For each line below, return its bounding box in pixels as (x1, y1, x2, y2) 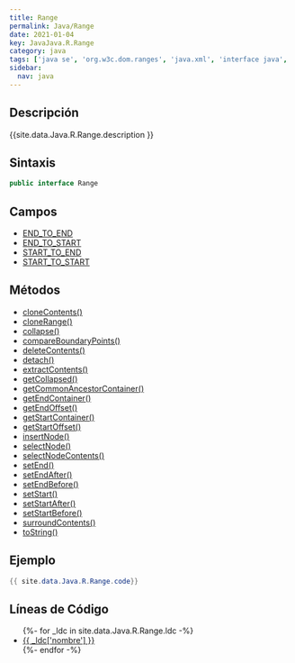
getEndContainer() (22, 393, 92, 404)
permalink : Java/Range (9, 22, 94, 31)
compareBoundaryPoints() (22, 335, 121, 346)
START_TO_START (22, 257, 90, 268)
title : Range (9, 13, 58, 23)
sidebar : (9, 64, 42, 73)
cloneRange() (22, 316, 74, 327)
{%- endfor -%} (22, 645, 82, 656)
